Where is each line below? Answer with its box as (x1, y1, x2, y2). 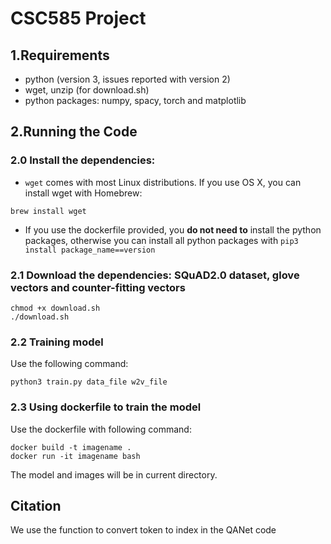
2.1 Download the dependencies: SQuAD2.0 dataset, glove (10, 268, 300, 282)
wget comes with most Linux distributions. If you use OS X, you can (24, 176, 302, 188)
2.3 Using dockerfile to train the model (10, 400, 202, 414)
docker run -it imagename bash (10, 451, 141, 461)
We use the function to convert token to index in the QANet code (10, 524, 277, 536)
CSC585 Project (10, 7, 147, 30)
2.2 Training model (10, 335, 104, 349)
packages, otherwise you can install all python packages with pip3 (24, 234, 299, 246)
